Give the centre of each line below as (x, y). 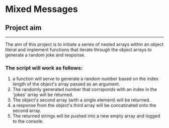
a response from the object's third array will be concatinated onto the (84, 105)
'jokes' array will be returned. (43, 95)
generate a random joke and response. (45, 55)
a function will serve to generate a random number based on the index (85, 79)
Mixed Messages (41, 9)
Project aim (23, 28)
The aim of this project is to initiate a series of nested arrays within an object (84, 44)
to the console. (28, 121)
